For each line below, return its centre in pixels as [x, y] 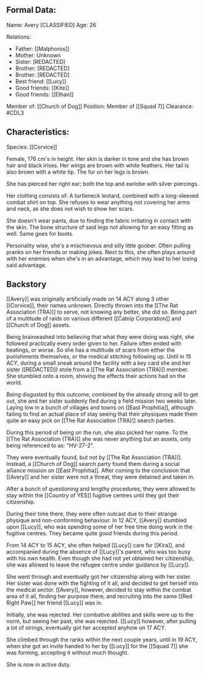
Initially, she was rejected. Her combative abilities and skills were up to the [100, 615]
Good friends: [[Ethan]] [44, 94]
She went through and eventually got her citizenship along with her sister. [99, 577]
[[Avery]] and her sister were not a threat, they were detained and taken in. [100, 477]
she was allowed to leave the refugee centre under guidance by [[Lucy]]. [98, 565]
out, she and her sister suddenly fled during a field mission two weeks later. [102, 401]
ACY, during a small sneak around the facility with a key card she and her [99, 363]
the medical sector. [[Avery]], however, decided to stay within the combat [99, 590]
